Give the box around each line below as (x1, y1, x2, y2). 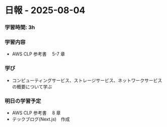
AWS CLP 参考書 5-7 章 (12, 51, 65, 57)
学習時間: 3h (5, 24, 35, 31)
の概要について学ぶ (12, 84, 52, 90)
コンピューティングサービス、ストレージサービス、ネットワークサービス (12, 77, 162, 83)
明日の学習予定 (5, 97, 41, 104)
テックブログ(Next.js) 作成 (12, 116, 70, 122)
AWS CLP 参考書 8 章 (12, 110, 61, 116)
